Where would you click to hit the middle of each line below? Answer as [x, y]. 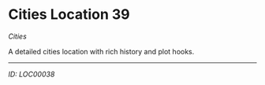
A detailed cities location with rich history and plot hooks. [101, 51]
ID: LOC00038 [32, 74]
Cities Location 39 [69, 15]
